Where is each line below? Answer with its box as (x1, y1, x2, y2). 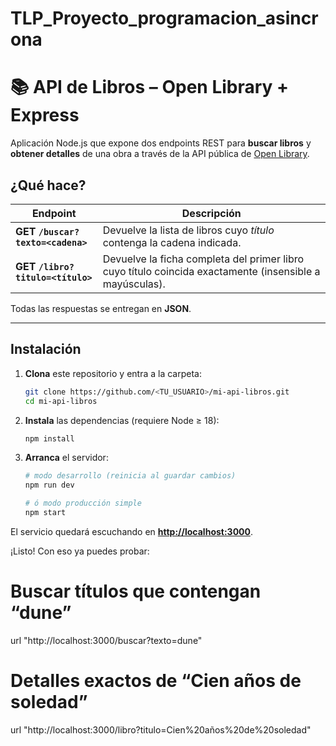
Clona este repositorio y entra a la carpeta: (24, 367, 202, 379)
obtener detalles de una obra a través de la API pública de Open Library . (10, 148, 310, 160)
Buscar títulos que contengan (10, 580, 262, 603)
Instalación (10, 341, 82, 358)
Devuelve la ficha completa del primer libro (102, 252, 305, 266)
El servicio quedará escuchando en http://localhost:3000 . (10, 525, 254, 537)
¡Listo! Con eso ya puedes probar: (10, 545, 150, 557)
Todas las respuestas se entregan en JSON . (10, 302, 192, 314)
